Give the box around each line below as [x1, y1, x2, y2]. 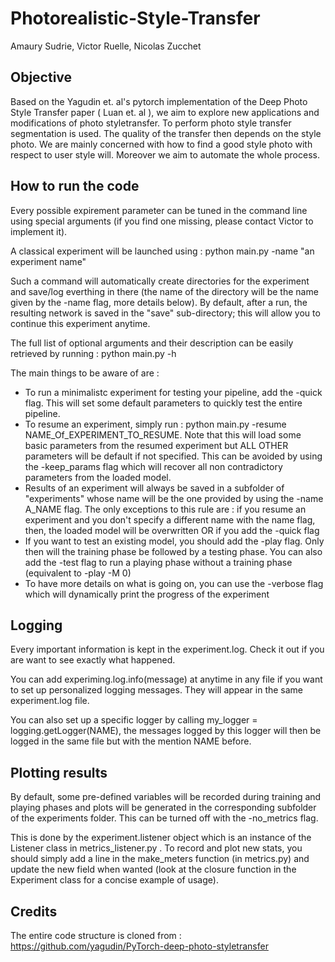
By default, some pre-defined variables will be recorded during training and [10, 791, 322, 803]
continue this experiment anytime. [10, 317, 151, 329]
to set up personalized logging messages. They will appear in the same [10, 684, 304, 696]
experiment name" [10, 255, 87, 267]
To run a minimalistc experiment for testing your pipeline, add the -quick [24, 386, 323, 398]
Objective [10, 69, 73, 86]
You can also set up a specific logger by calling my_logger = [10, 714, 258, 726]
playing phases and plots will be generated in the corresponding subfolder [10, 802, 317, 814]
